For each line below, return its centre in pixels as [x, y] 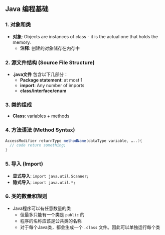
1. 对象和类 [18, 25]
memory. [22, 42]
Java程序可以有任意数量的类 [42, 208]
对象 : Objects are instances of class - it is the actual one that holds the [85, 36]
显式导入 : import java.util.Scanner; [51, 176]
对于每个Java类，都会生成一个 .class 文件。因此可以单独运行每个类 [90, 227]
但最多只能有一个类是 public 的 [52, 214]
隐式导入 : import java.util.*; [44, 182]
